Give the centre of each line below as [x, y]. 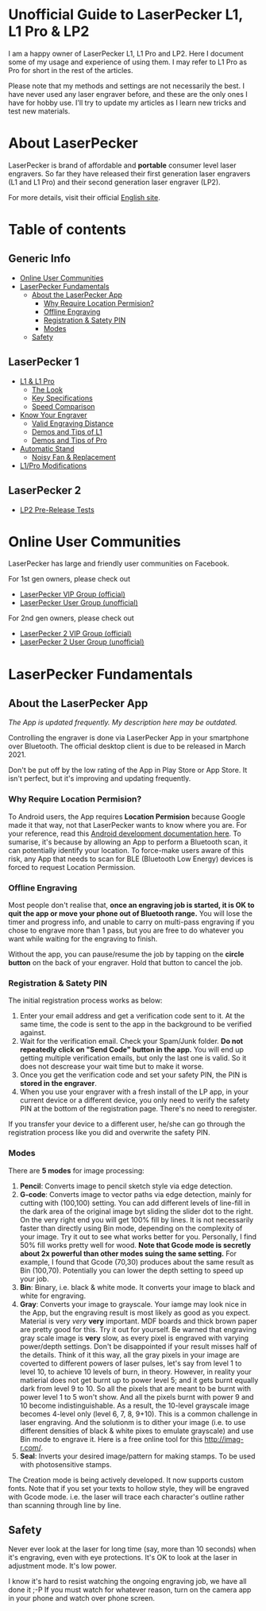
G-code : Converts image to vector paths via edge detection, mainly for [135, 1194]
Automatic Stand [47, 448]
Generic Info [40, 259]
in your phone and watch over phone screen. [82, 1598]
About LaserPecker [73, 143]
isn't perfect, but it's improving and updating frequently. [100, 778]
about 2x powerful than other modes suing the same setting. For [128, 1254]
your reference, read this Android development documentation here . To [125, 833]
